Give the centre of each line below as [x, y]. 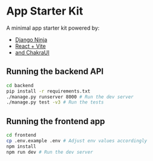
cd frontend [21, 135]
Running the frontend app [56, 121]
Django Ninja [31, 39]
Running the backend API [55, 72]
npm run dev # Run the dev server [50, 152]
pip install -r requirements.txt [48, 91]
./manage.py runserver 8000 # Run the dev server [70, 97]
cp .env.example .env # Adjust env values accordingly [77, 140]
